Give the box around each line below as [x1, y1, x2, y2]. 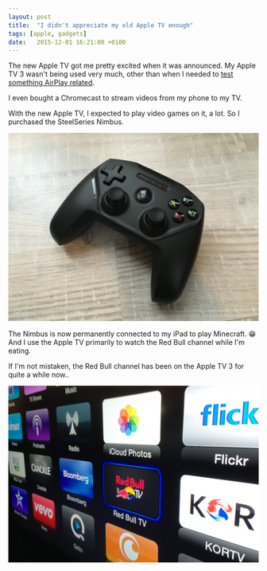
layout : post [8, 13, 52, 21]
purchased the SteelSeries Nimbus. [8, 117, 125, 127]
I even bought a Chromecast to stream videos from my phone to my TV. [8, 93, 242, 103]
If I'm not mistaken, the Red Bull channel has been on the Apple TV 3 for [8, 362, 245, 371]
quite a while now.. [8, 370, 70, 380]
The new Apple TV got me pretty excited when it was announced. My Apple [8, 61, 257, 71]
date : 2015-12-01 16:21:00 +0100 [8, 38, 126, 46]
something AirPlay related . [8, 78, 95, 88]
